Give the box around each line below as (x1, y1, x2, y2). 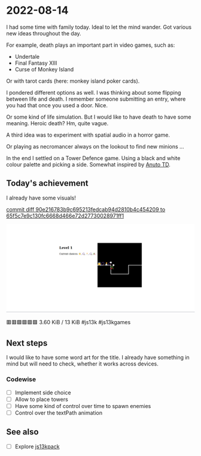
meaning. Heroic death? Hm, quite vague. (6, 119, 109, 126)
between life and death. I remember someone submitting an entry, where (6, 95, 186, 102)
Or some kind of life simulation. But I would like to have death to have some (6, 113, 191, 120)
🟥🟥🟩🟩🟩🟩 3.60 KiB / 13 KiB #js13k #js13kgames (6, 318, 131, 325)
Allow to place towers (14, 395, 69, 403)
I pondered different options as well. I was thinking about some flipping (6, 89, 181, 96)
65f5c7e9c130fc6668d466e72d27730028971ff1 (6, 212, 124, 219)
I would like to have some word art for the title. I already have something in (6, 354, 190, 361)
